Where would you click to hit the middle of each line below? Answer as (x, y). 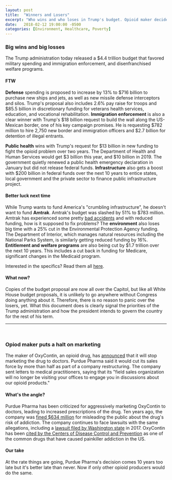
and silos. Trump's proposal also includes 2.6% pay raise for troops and (81, 103)
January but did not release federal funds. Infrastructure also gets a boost (84, 168)
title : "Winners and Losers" (38, 15)
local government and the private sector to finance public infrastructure (81, 178)
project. (14, 184)
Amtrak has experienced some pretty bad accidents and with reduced (79, 218)
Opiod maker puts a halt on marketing (53, 344)
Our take (15, 451)
